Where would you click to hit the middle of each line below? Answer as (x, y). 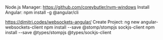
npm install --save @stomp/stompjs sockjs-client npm (99, 27)
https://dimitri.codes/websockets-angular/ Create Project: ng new (73, 22)
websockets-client (24, 27)
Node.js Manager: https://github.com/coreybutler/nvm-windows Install (78, 7)
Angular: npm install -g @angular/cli (42, 12)
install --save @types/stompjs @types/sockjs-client (58, 32)
